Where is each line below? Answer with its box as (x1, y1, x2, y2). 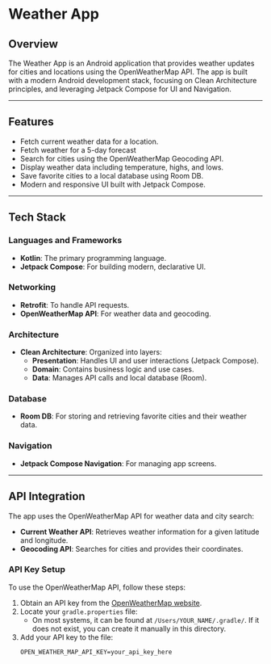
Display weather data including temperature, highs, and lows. (19, 162, 224, 172)
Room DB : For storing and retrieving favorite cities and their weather (19, 411, 248, 421)
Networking (8, 282, 56, 293)
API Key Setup (8, 564, 66, 575)
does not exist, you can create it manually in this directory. (31, 624, 227, 633)
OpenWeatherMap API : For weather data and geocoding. (19, 309, 211, 318)
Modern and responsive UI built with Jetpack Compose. (19, 179, 206, 189)
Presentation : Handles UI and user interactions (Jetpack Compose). (31, 356, 260, 366)
